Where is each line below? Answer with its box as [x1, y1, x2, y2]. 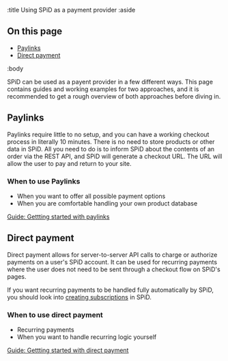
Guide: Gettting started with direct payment [7, 346, 129, 355]
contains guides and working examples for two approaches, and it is [7, 85, 199, 93]
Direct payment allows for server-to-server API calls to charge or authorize [7, 250, 218, 259]
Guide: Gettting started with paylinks [7, 212, 110, 221]
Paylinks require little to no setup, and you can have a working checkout [7, 130, 210, 138]
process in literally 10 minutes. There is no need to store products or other [7, 137, 215, 146]
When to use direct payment [7, 310, 104, 319]
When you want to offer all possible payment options [16, 192, 166, 200]
